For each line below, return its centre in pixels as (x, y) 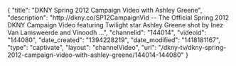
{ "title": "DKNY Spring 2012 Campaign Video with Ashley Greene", (105, 10)
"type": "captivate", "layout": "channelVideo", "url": (82, 47)
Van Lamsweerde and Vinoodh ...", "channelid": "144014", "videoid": (107, 32)
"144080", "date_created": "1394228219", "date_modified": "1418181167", (114, 40)
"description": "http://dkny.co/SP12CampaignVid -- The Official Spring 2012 (118, 18)
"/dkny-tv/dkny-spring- (192, 47)
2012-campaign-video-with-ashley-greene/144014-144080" (96, 55)
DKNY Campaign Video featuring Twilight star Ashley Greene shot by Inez (116, 25)
